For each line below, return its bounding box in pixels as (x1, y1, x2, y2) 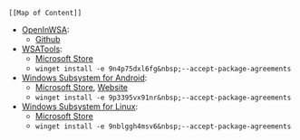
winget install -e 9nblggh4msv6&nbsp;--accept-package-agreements (34, 122, 292, 131)
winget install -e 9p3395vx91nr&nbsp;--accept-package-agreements (34, 93, 292, 102)
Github (34, 34, 61, 44)
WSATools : (21, 43, 63, 54)
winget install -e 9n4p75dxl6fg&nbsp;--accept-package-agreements (34, 64, 292, 73)
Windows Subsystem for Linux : (21, 101, 138, 112)
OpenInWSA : (21, 24, 70, 35)
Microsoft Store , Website (34, 82, 129, 92)
